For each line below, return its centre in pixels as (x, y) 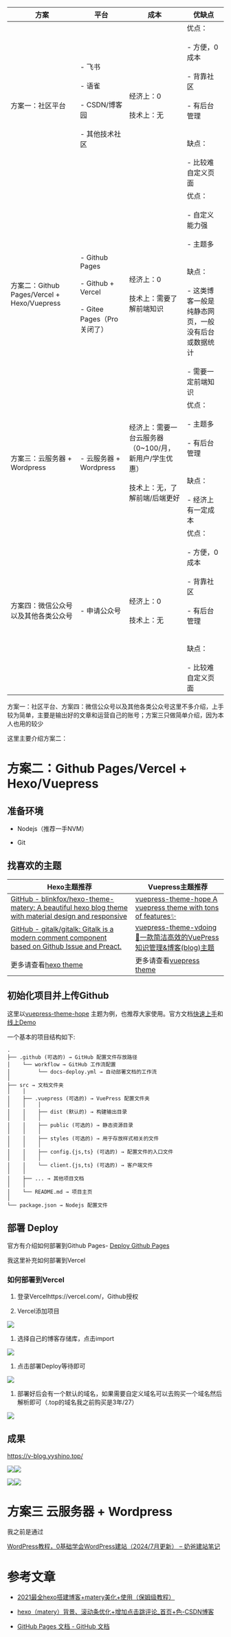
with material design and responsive (69, 916)
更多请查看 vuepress (167, 960)
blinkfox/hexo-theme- (78, 899)
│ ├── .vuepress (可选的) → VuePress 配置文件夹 (78, 1098)
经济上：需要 (150, 427)
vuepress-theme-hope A (176, 899)
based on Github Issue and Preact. (66, 946)
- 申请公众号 (101, 611)
